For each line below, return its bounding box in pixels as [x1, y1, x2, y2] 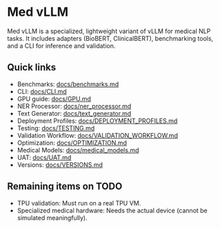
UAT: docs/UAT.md [17, 153, 72, 161]
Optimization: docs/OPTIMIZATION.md [17, 139, 128, 147]
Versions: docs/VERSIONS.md [17, 160, 103, 169]
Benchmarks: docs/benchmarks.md [17, 80, 119, 88]
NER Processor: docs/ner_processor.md [17, 101, 132, 110]
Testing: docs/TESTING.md [17, 123, 95, 132]
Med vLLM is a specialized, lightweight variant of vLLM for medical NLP [7, 27, 211, 35]
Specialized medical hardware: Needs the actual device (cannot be [17, 206, 208, 215]
